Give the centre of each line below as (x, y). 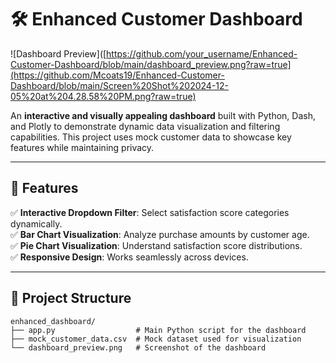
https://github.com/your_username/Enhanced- (202, 53)
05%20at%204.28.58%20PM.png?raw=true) (103, 96)
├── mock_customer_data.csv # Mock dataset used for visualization (156, 339)
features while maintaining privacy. (82, 147)
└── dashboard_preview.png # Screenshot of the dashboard (138, 347)
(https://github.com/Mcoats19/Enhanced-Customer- (117, 75)
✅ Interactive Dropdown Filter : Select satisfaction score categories (150, 212)
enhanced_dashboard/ (53, 321)
